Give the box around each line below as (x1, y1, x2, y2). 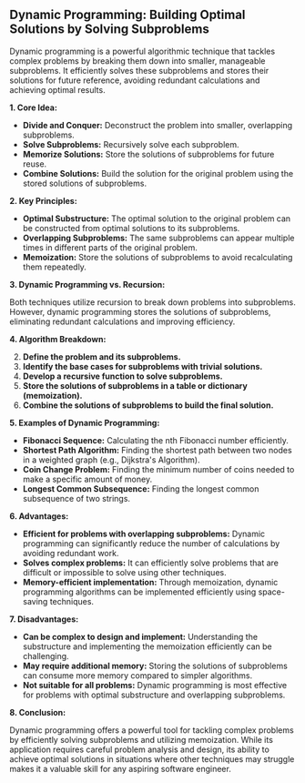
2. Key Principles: (9, 195, 77, 206)
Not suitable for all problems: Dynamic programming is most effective (22, 679, 288, 690)
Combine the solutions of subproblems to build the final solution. (22, 400, 274, 411)
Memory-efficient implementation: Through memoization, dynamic (22, 576, 279, 587)
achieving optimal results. (9, 84, 107, 95)
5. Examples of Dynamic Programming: (9, 417, 160, 428)
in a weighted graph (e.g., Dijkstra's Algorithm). (22, 454, 200, 465)
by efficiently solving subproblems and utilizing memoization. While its (9, 734, 273, 745)
